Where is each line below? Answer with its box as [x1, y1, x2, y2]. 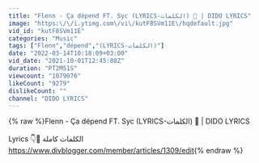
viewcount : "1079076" [8, 72, 82, 80]
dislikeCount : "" [8, 86, 67, 95]
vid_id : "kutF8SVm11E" [8, 27, 85, 35]
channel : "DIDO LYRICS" [8, 94, 89, 102]
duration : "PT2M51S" [8, 65, 79, 73]
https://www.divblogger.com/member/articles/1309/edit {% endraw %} [8, 146, 244, 156]
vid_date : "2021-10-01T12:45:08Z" [8, 57, 125, 65]
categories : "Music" [8, 34, 79, 43]
